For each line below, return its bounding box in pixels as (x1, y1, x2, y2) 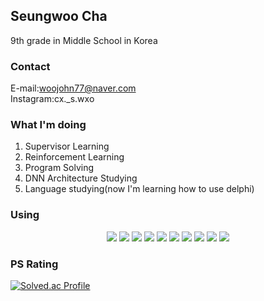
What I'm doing (10, 118, 87, 132)
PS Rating (10, 257, 59, 271)
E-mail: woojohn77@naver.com (10, 82, 137, 94)
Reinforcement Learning (24, 151, 125, 163)
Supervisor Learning (24, 140, 110, 153)
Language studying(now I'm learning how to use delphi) (24, 183, 255, 195)
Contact (10, 59, 51, 73)
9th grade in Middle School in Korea (10, 34, 158, 46)
